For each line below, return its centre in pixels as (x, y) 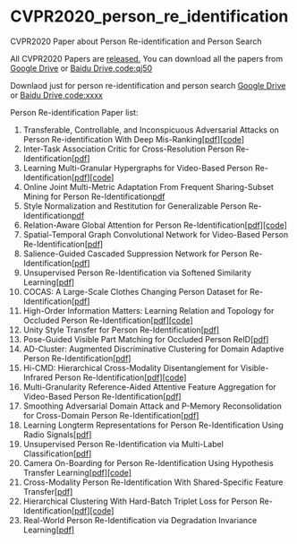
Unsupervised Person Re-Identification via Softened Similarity (137, 272)
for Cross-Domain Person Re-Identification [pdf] (111, 415)
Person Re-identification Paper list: (74, 112)
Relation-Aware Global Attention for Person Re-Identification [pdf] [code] (155, 225)
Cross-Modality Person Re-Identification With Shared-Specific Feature (153, 482)
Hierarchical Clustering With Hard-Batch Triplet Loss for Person (140, 501)
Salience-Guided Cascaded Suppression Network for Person (135, 254)
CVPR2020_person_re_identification (149, 17)
